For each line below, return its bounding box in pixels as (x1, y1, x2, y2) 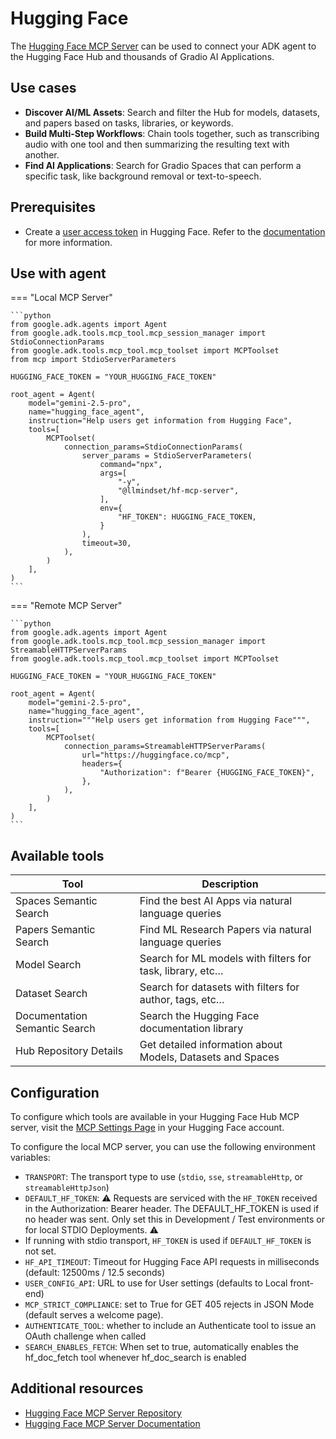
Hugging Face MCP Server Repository (24, 1407, 182, 1419)
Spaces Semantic (15, 894, 98, 908)
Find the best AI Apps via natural (139, 894, 293, 908)
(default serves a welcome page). (24, 1309, 164, 1321)
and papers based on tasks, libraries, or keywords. (24, 117, 234, 129)
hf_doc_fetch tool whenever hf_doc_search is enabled (24, 1352, 247, 1363)
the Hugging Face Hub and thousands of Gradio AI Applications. (10, 50, 275, 62)
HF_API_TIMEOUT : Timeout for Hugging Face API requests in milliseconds (24, 1256, 320, 1267)
